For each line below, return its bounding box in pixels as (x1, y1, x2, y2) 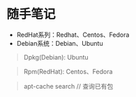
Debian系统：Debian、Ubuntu (16, 39, 103, 47)
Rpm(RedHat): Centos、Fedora (23, 67, 113, 76)
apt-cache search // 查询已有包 (23, 82, 114, 90)
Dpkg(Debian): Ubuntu (23, 53, 89, 61)
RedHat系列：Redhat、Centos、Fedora (16, 30, 130, 39)
